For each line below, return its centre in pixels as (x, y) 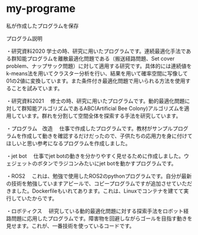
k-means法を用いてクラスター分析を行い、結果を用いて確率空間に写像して (97, 73)
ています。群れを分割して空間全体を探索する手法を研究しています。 (99, 115)
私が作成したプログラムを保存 (42, 26)
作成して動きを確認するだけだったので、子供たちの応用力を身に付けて (107, 136)
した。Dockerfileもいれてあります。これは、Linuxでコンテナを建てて (100, 191)
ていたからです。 (37, 198)
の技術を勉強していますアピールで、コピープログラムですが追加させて (91, 183)
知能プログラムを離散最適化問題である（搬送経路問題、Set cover (95, 58)
